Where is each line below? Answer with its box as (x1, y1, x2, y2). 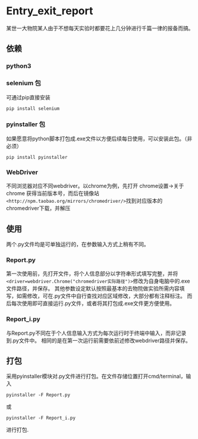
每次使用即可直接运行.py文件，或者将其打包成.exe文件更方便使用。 (11, 300, 175, 307)
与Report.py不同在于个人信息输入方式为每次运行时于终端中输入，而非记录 (6, 329, 187, 337)
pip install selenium (6, 105, 60, 111)
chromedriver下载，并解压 (6, 205, 71, 212)
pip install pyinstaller (6, 154, 68, 160)
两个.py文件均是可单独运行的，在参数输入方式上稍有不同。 (6, 240, 150, 247)
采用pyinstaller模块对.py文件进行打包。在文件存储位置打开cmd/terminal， (6, 373, 186, 380)
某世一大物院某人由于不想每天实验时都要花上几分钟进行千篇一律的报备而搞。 (6, 24, 194, 32)
